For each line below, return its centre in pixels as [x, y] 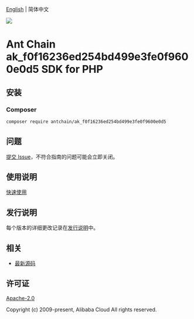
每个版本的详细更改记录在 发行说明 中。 [52, 228]
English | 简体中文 [28, 9]
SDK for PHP [72, 69]
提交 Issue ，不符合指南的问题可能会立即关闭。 [62, 157]
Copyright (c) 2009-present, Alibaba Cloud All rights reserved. [81, 309]
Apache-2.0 [21, 298]
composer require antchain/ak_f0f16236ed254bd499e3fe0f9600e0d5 [86, 122]
